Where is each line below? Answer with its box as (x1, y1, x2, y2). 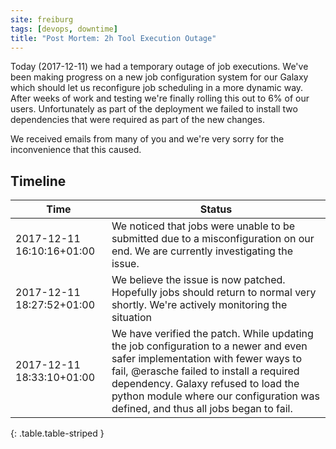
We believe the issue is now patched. (111, 273, 286, 287)
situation (111, 311, 153, 325)
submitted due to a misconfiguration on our (111, 232, 315, 246)
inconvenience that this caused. (10, 144, 142, 156)
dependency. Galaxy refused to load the (111, 377, 300, 391)
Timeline (10, 172, 67, 190)
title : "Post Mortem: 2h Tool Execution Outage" (10, 33, 217, 43)
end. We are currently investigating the (111, 244, 294, 258)
